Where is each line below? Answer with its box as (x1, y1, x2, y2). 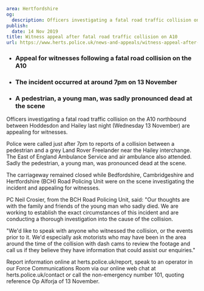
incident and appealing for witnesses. (6, 184, 100, 191)
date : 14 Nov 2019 (12, 28, 59, 35)
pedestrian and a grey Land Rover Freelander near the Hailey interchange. (6, 146, 192, 154)
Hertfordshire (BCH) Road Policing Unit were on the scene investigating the (6, 178, 194, 185)
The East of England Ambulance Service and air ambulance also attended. (6, 153, 192, 160)
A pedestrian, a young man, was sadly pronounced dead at (15, 94, 192, 103)
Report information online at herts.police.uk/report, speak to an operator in (6, 258, 193, 265)
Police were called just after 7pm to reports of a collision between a (6, 140, 175, 148)
